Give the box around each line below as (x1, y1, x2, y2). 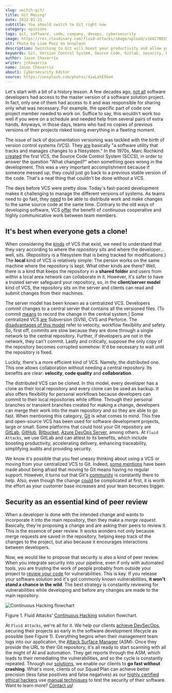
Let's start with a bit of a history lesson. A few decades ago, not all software (5, 88, 166, 95)
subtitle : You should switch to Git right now (5, 22, 106, 27)
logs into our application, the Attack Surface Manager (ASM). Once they (5, 639, 157, 645)
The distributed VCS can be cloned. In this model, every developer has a (5, 380, 158, 386)
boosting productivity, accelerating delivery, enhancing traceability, (5, 440, 147, 446)
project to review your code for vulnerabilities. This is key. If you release (5, 570, 157, 576)
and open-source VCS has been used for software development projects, (5, 418, 160, 424)
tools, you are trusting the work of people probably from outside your (5, 565, 152, 571)
